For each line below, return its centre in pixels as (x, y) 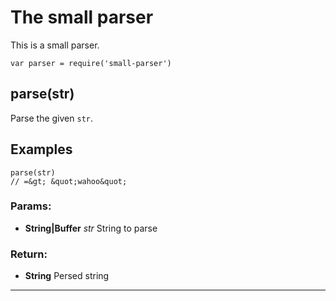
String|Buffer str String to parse (91, 228)
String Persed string (67, 276)
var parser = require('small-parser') (91, 63)
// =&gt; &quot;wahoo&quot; (69, 181)
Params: (31, 206)
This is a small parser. (55, 45)
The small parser (82, 17)
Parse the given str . (51, 118)
